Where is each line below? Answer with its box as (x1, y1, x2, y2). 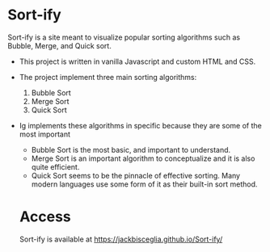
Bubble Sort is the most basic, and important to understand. (31, 145, 231, 154)
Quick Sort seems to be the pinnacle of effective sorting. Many (31, 170, 240, 180)
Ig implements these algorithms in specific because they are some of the (19, 120, 262, 130)
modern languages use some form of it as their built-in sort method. (31, 179, 258, 189)
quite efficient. (31, 162, 80, 171)
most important (19, 129, 70, 139)
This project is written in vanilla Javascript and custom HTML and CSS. (19, 57, 256, 66)
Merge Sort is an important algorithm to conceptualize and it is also (31, 153, 255, 163)
